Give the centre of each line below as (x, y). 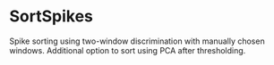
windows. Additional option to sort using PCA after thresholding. (128, 50)
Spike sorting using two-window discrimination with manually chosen (137, 41)
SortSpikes (51, 16)
